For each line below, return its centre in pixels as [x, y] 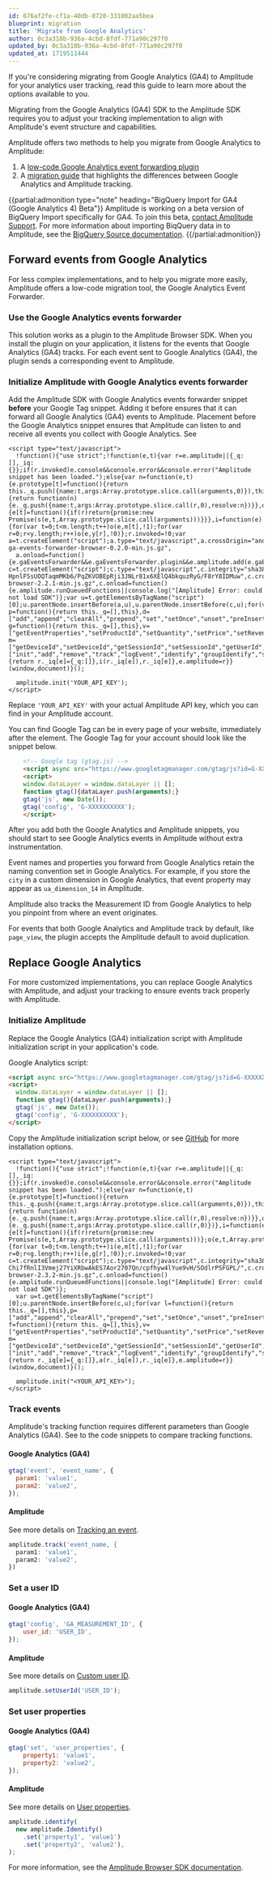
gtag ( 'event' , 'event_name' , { [61, 1471]
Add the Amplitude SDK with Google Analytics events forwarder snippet [128, 400]
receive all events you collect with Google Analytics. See [102, 434]
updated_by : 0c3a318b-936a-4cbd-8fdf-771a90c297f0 [96, 46]
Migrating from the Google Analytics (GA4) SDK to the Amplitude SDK [125, 109]
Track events [34, 1409]
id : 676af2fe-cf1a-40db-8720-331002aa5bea [81, 16]
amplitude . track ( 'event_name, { [63, 1544]
